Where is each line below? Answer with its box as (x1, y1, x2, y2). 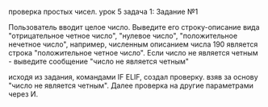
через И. (8, 89, 39, 99)
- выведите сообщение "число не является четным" (8, 56, 190, 66)
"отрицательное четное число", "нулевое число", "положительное (8, 31, 238, 40)
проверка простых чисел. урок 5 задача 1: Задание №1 (8, 7, 199, 16)
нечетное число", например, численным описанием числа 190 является (8, 39, 258, 49)
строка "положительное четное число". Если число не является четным (8, 48, 258, 57)
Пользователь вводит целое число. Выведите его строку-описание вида (8, 23, 260, 31)
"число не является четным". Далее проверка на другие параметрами (8, 80, 254, 90)
